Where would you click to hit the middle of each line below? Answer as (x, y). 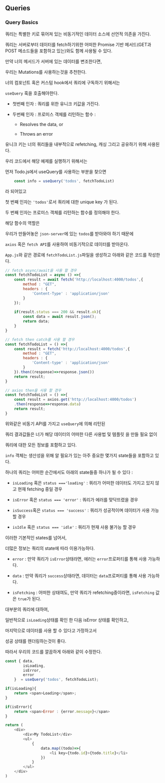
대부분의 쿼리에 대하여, (27, 609)
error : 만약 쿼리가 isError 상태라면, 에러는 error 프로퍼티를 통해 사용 (80, 559)
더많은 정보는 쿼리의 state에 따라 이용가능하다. (50, 548)
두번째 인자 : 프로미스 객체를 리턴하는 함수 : (54, 114)
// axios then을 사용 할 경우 (33, 390)
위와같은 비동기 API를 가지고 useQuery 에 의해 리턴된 (55, 424)
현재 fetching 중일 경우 (40, 489)
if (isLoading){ (21, 689)
